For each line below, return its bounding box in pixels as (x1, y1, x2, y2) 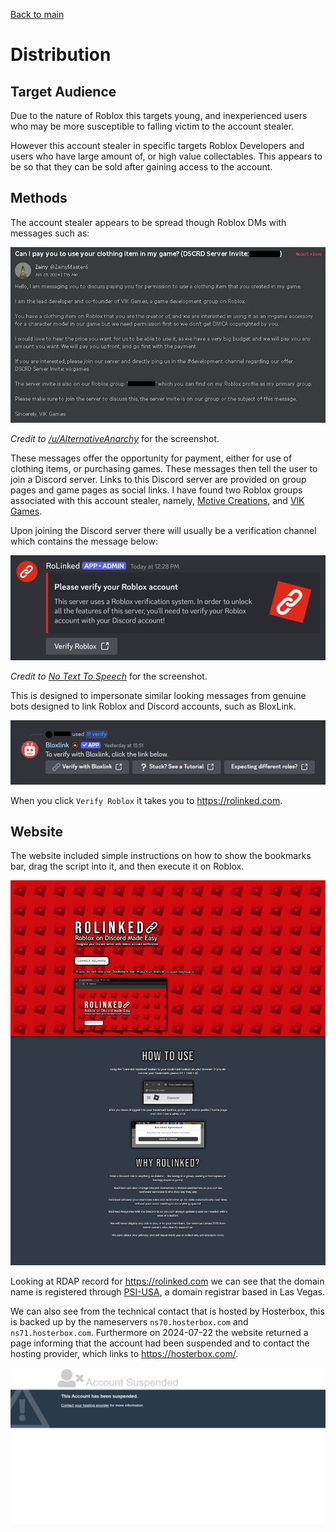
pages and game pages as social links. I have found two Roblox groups (10, 484, 303, 496)
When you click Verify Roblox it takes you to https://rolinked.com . (10, 794, 283, 806)
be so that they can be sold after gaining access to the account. (10, 161, 273, 173)
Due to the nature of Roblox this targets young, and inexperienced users (10, 110, 308, 121)
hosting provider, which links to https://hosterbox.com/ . (10, 1348, 239, 1360)
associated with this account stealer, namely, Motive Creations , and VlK (10, 495, 305, 507)
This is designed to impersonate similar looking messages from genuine (10, 690, 307, 702)
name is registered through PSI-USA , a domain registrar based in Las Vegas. (10, 1286, 325, 1298)
